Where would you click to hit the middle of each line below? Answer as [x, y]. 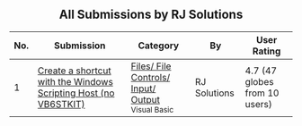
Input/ [143, 88]
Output [145, 99]
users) [258, 104]
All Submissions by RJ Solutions [151, 15]
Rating [266, 51]
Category [159, 46]
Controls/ [151, 77]
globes [259, 81]
